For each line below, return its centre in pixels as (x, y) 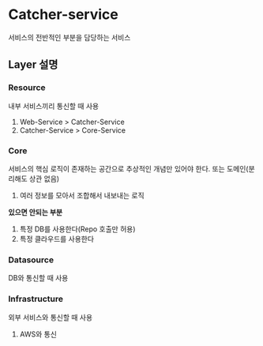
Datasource (31, 260)
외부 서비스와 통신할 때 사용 (51, 317)
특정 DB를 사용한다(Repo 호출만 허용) (77, 229)
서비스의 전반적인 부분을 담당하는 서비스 (70, 37)
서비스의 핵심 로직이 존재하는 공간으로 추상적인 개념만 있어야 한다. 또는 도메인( (128, 168)
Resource (27, 88)
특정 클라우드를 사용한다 (57, 239)
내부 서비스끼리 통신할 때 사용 (54, 106)
